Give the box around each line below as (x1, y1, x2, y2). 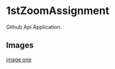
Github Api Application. (6, 23, 62, 30)
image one (6, 56, 32, 63)
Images (6, 40, 34, 50)
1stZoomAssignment (6, 4, 110, 18)
